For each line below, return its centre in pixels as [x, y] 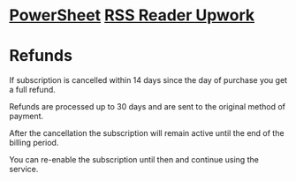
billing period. [34, 143]
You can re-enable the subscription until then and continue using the [134, 160]
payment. [27, 117]
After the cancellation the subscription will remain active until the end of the [147, 133]
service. [24, 170]
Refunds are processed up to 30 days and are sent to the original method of [147, 107]
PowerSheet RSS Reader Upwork [132, 15]
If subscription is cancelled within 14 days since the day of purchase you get [148, 80]
